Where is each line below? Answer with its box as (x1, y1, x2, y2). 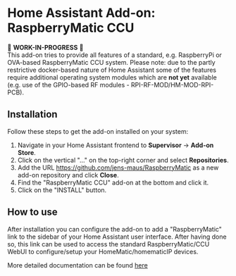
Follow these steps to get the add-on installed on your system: (7, 127, 189, 135)
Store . (17, 148, 37, 156)
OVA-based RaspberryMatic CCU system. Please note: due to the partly (7, 58, 216, 66)
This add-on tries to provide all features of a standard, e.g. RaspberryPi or (7, 51, 222, 59)
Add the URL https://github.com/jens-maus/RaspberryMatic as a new (17, 163, 219, 172)
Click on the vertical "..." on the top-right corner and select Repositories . (17, 156, 229, 164)
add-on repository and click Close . (17, 170, 119, 179)
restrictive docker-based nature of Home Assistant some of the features (7, 65, 217, 74)
